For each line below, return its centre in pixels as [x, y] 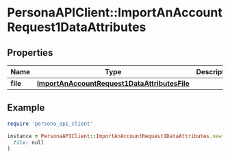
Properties [30, 53]
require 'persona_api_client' [50, 124]
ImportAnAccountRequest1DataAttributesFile [113, 83]
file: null [29, 142]
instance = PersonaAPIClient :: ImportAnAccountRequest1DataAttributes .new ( [116, 136]
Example [26, 108]
